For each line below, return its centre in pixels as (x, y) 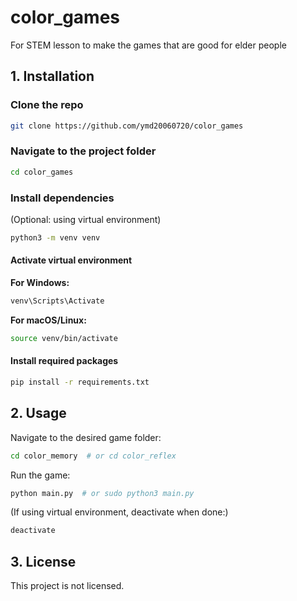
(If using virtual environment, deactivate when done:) (119, 512)
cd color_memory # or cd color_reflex (93, 456)
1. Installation (52, 76)
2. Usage (38, 413)
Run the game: (40, 475)
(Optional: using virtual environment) (86, 219)
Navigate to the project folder (83, 151)
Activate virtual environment (71, 260)
